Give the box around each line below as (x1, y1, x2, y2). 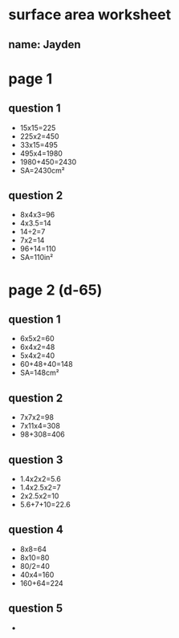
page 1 (8, 70, 53, 87)
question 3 (8, 453, 63, 466)
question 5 (8, 602, 63, 616)
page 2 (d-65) (8, 281, 103, 299)
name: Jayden (8, 38, 82, 51)
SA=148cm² (19, 368, 59, 378)
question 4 (8, 523, 64, 537)
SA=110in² (19, 253, 54, 262)
